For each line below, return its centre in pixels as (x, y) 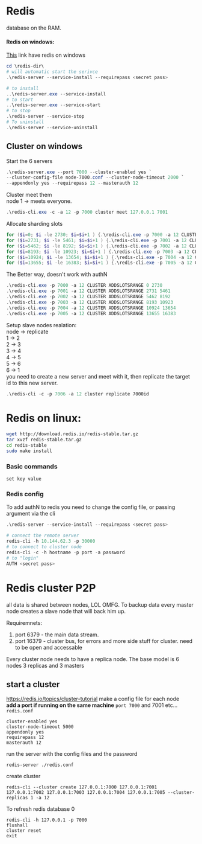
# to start (20, 100)
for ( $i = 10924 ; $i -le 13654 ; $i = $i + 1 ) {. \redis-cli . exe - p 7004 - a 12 (99, 257)
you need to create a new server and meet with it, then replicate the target (98, 376)
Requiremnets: (24, 622)
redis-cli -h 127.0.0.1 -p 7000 (47, 820)
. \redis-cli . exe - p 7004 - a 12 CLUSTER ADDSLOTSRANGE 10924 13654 (91, 308)
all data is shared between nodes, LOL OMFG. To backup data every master (100, 604)
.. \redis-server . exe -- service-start (54, 105)
